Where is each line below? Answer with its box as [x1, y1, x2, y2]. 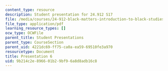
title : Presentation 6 [5, 53, 52, 59]
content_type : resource [5, 7, 55, 12]
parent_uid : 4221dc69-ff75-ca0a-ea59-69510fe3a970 [5, 44, 113, 49]
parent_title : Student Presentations [5, 35, 84, 40]
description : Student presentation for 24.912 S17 [5, 12, 113, 17]
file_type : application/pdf [5, 21, 64, 26]
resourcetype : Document [5, 49, 55, 54]
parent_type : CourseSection [5, 40, 64, 45]
